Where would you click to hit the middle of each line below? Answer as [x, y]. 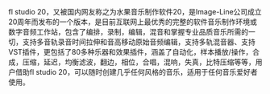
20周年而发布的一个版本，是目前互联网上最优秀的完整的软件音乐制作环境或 [133, 22]
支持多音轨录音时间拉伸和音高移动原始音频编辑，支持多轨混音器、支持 [139, 42]
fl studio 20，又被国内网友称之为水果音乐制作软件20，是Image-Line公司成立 [135, 12]
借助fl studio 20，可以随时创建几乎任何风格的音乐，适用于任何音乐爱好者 [136, 72]
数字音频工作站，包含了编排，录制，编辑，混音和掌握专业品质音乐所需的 [128, 32]
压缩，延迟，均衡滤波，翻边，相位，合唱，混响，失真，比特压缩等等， [139, 62]
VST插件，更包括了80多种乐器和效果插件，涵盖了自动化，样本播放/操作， [131, 52]
